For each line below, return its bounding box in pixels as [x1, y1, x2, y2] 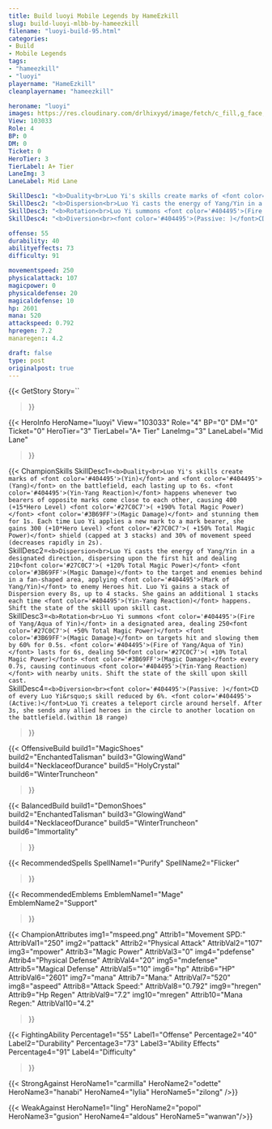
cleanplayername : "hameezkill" [8, 87, 114, 96]
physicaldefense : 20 [8, 289, 79, 297]
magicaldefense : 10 [8, 297, 74, 305]
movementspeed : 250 [8, 267, 74, 275]
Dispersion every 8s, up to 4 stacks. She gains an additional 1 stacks [8, 590, 259, 599]
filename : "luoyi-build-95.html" [8, 27, 121, 35]
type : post [8, 356, 45, 365]
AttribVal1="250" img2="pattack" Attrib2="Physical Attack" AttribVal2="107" [8, 938, 263, 948]
